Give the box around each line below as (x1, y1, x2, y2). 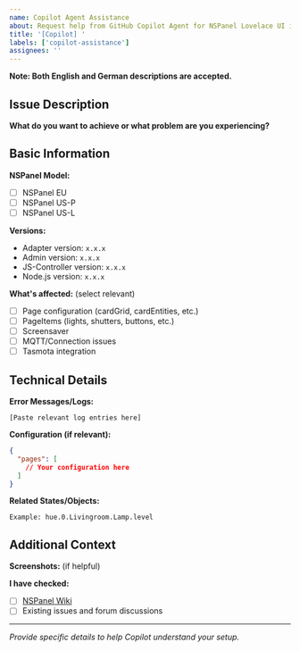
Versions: (9, 225, 46, 236)
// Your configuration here (25, 463, 129, 472)
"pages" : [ (17, 455, 58, 463)
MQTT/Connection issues (21, 336, 117, 346)
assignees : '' (9, 46, 62, 55)
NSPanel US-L (21, 207, 76, 218)
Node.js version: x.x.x (21, 271, 105, 281)
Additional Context (9, 537, 116, 552)
